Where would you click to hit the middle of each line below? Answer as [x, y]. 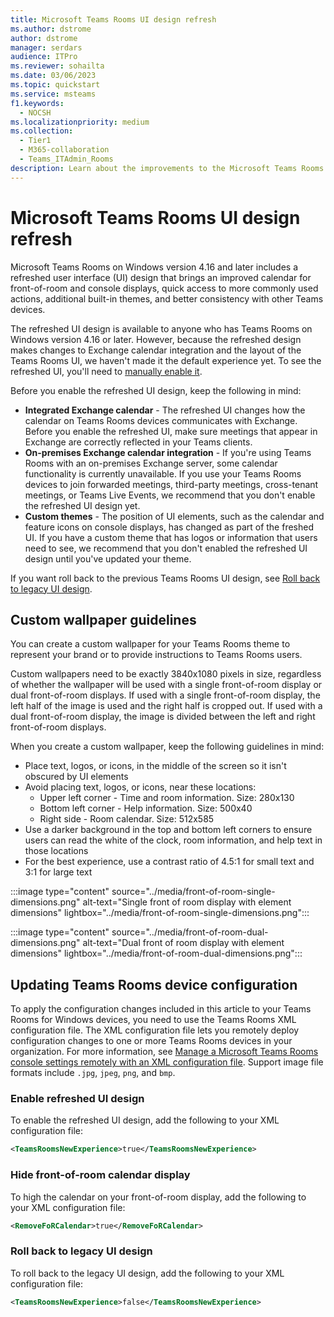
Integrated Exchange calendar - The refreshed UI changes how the [165, 410]
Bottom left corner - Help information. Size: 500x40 [146, 808]
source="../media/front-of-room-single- [193, 892]
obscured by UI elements [76, 777]
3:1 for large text [58, 872]
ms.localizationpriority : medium [80, 122]
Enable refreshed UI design [77, 1099]
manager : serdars [46, 47]
